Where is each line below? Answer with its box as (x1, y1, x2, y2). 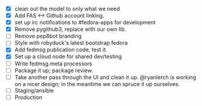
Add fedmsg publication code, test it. (14, 46, 108, 53)
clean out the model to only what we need (14, 5, 120, 12)
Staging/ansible (14, 87, 54, 94)
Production (14, 93, 43, 101)
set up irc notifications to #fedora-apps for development (14, 19, 156, 26)
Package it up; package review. (14, 67, 94, 74)
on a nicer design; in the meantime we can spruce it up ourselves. (14, 80, 180, 87)
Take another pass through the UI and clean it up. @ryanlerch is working (14, 73, 197, 81)
